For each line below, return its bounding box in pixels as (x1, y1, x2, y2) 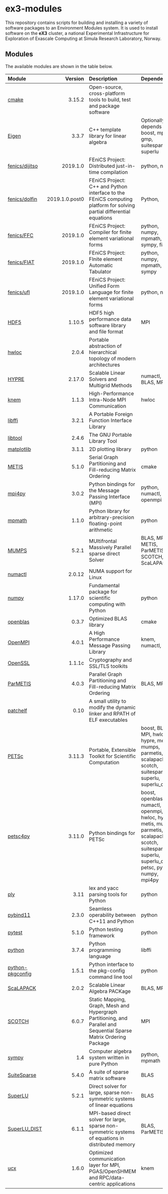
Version (64, 75, 84, 82)
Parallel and (89, 1021, 116, 1028)
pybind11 (7, 911, 31, 918)
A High (89, 629, 105, 636)
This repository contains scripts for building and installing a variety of (5, 20, 148, 26)
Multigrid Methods (89, 382, 132, 389)
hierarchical (89, 349, 117, 356)
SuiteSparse (7, 1071, 36, 1078)
